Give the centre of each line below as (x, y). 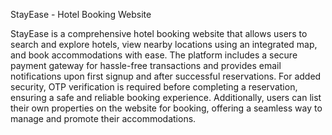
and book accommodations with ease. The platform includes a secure (154, 55)
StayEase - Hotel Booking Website (81, 14)
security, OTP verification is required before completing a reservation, (154, 87)
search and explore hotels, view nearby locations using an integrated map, (164, 44)
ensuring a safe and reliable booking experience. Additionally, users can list (166, 97)
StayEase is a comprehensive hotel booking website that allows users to (159, 33)
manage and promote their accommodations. (103, 118)
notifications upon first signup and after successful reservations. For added (166, 76)
